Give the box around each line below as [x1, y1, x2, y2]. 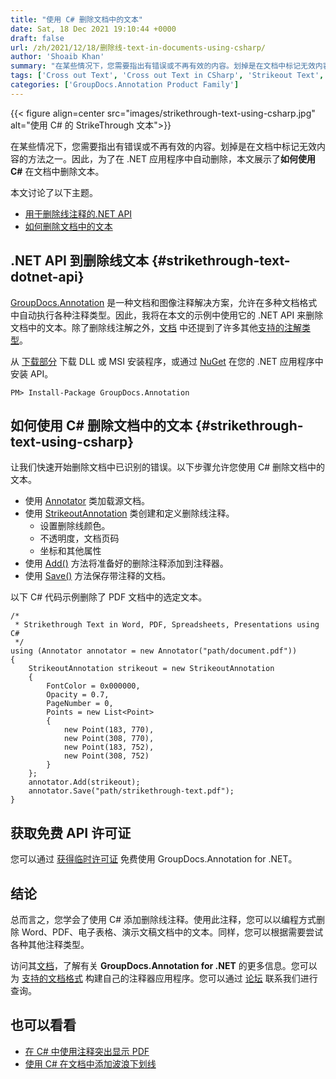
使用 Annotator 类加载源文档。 [24, 495, 150, 507]
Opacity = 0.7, [46, 690, 110, 700]
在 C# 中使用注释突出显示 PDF [24, 1045, 150, 1057]
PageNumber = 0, [46, 699, 114, 709]
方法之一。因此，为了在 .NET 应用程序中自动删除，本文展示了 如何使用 [27, 152, 316, 165]
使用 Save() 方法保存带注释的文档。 [24, 570, 172, 582]
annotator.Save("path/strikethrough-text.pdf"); [28, 786, 235, 796]
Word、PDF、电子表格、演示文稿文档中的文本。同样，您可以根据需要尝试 [21, 926, 324, 938]
